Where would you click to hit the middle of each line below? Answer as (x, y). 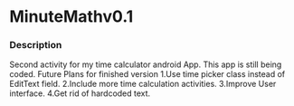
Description (36, 45)
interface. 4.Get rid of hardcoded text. (80, 93)
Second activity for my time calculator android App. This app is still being (146, 64)
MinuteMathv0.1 (71, 17)
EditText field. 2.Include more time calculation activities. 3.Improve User (143, 84)
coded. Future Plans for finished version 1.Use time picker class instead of (147, 74)
